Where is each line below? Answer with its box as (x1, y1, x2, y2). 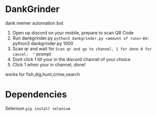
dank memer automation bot (5, 20, 63, 26)
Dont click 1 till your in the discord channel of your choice (12, 56, 131, 62)
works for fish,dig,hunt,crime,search (5, 71, 80, 77)
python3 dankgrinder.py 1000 (12, 40, 73, 46)
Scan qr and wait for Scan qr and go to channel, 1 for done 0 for (12, 45, 152, 51)
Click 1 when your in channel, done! (12, 61, 86, 67)
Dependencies (5, 89, 67, 100)
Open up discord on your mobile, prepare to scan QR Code (12, 29, 134, 35)
